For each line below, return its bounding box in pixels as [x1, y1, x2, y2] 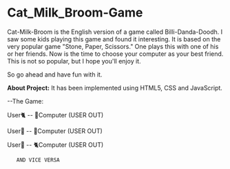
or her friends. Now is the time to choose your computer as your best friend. [7, 50, 224, 58]
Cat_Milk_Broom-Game [7, 5, 143, 21]
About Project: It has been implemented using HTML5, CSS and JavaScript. [7, 83, 222, 92]
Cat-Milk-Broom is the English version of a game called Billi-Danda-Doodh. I [7, 28, 223, 36]
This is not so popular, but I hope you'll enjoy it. [7, 57, 141, 65]
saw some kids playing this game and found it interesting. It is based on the [7, 34, 221, 43]
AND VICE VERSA [16, 157, 60, 163]
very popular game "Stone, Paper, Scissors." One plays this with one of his [7, 42, 219, 50]
